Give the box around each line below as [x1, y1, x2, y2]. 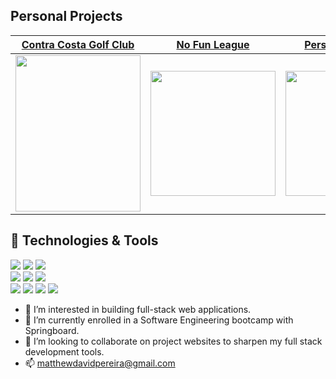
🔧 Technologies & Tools [10, 232, 159, 249]
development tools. [24, 345, 105, 358]
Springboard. [24, 324, 80, 336]
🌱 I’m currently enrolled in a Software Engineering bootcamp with [24, 314, 294, 326]
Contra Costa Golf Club [21, 37, 135, 51]
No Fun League [176, 37, 250, 51]
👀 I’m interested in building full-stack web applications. [24, 303, 252, 315]
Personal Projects [10, 8, 123, 25]
